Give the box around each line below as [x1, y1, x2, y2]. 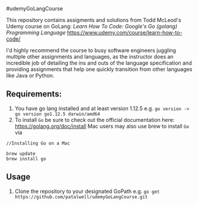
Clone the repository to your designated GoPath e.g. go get [14, 188, 160, 195]
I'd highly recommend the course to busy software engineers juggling [6, 47, 177, 54]
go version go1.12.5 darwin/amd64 [14, 111, 100, 117]
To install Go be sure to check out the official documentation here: [14, 116, 175, 123]
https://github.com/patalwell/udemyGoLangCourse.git [14, 194, 148, 200]
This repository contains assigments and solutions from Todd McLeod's [6, 17, 181, 23]
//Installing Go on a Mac [6, 140, 70, 146]
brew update [6, 150, 36, 156]
